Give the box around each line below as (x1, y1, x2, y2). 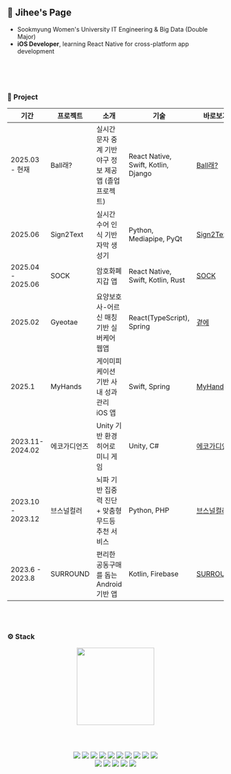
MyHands (50, 382, 82, 392)
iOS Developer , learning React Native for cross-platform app (16, 39, 189, 48)
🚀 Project (7, 92, 38, 102)
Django (128, 169, 153, 179)
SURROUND (50, 569, 90, 579)
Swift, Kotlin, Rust (128, 276, 186, 285)
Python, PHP (128, 506, 170, 516)
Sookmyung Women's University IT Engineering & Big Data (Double (16, 25, 208, 33)
